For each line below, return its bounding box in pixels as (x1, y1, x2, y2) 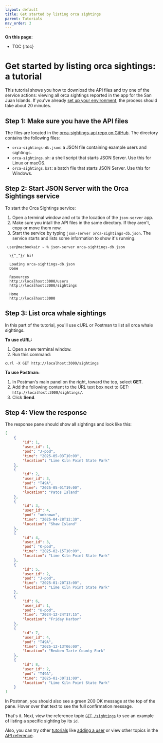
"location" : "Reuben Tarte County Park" (22, 648, 106, 654)
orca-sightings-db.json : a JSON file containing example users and (12, 144, 147, 150)
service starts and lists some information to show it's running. (12, 235, 136, 241)
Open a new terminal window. (12, 346, 72, 352)
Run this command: (12, 351, 51, 357)
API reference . (5, 733, 34, 739)
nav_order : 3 (5, 20, 32, 26)
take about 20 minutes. (5, 103, 52, 109)
